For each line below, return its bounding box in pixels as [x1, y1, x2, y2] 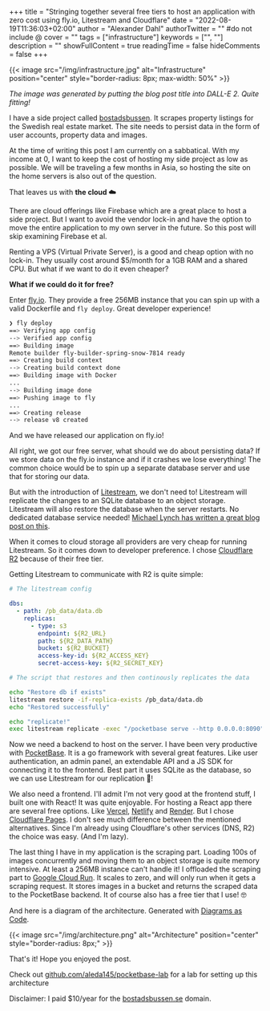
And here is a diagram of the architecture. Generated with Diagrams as [9, 906, 243, 916]
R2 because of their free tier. [9, 554, 104, 564]
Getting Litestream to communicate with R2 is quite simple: [9, 570, 204, 579]
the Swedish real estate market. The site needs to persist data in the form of [9, 122, 260, 131]
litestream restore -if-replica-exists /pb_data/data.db [9, 696, 204, 704]
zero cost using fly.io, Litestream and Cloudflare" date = [9, 15, 194, 25]
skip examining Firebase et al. [9, 232, 107, 241]
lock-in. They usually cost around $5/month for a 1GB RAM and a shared [9, 256, 248, 265]
